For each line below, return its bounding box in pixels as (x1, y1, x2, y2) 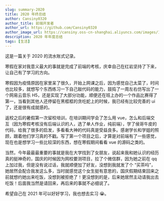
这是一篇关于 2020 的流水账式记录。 (5, 53, 78, 59)
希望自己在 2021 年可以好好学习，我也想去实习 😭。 (5, 190, 109, 196)
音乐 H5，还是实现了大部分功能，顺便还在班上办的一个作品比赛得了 (21, 92, 158, 98)
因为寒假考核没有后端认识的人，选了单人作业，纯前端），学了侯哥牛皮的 (13, 121, 157, 127)
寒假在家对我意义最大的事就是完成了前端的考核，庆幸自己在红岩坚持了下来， (5, 63, 159, 69)
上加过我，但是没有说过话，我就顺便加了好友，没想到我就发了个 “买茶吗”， (5, 162, 156, 168)
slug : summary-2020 (5, 7, 45, 12)
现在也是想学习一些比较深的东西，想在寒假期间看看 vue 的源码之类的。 (5, 139, 148, 145)
